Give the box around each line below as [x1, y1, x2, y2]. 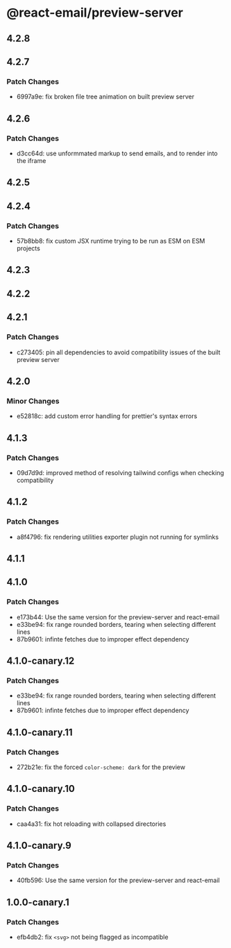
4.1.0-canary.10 [6, 783, 76, 795]
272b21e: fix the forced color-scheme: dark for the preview [16, 763, 185, 771]
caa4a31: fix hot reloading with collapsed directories [16, 820, 166, 828]
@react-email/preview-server [6, 5, 183, 21]
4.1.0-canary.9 [6, 840, 72, 852]
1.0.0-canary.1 [6, 896, 70, 908]
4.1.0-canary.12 [6, 655, 75, 667]
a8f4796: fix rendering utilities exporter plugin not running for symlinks [16, 533, 219, 541]
